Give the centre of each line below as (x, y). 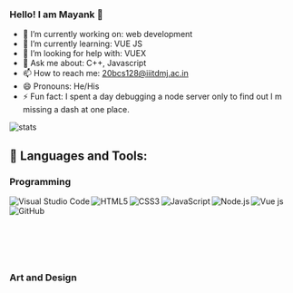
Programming (40, 181)
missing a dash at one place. (76, 110)
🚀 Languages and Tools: (78, 156)
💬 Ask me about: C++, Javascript (84, 63)
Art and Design (43, 278)
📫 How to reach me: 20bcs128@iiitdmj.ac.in (105, 73)
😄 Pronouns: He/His (61, 86)
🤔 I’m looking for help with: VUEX (84, 54)
